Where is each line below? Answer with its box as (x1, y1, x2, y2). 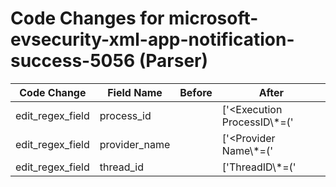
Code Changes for (10, 7, 165, 30)
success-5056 (10, 50, 136, 72)
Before (179, 85, 213, 99)
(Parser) (138, 50, 209, 72)
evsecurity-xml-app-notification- (10, 28, 295, 51)
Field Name (107, 85, 163, 99)
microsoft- (168, 7, 259, 30)
